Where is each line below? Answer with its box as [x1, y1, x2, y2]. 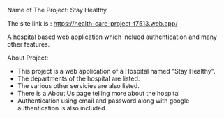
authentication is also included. [17, 104, 107, 112]
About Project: [7, 53, 49, 62]
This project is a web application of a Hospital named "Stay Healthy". [17, 67, 216, 75]
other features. [7, 40, 50, 48]
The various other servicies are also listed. [17, 82, 140, 90]
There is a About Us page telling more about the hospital [17, 90, 180, 97]
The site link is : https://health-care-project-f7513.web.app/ [7, 19, 178, 27]
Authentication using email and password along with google [17, 96, 190, 105]
